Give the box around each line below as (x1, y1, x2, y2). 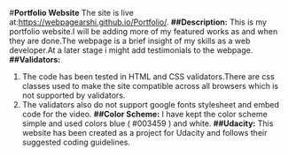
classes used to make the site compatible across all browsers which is (21, 81, 279, 91)
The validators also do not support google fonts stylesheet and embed (21, 100, 280, 109)
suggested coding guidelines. (21, 137, 131, 147)
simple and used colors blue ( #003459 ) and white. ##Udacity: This (21, 118, 274, 129)
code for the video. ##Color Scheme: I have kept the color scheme (21, 109, 268, 119)
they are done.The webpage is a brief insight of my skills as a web (9, 35, 251, 46)
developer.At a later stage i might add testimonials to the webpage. (9, 45, 253, 56)
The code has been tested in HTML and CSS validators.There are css (21, 71, 275, 82)
